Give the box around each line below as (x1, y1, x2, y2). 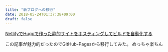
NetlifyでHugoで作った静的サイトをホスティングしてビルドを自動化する (5, 31, 153, 37)
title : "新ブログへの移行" (5, 7, 56, 12)
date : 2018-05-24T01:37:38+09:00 (5, 12, 75, 17)
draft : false (5, 16, 33, 21)
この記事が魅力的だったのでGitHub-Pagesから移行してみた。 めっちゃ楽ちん (5, 41, 163, 47)
